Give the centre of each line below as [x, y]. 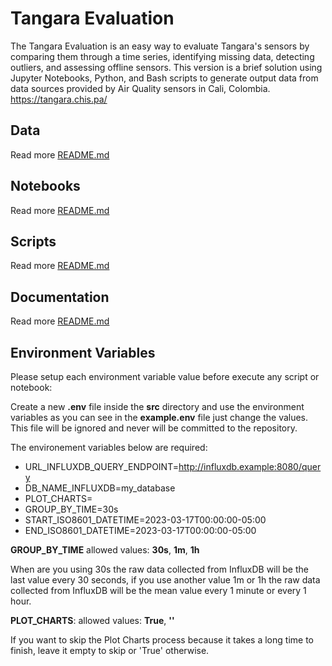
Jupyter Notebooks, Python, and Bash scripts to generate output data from [164, 78]
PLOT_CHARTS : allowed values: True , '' [92, 620]
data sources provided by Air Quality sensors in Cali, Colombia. [140, 88]
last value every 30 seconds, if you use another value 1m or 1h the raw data [165, 580]
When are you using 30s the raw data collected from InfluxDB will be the [159, 569]
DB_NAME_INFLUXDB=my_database [100, 488]
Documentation [60, 297]
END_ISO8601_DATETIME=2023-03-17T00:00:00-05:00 [140, 530]
